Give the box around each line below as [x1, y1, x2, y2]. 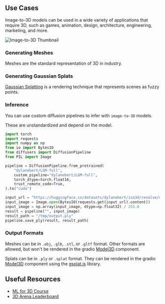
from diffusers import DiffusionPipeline [5, 150, 91, 155]
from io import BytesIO [5, 145, 54, 151]
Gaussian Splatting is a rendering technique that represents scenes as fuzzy [5, 84, 160, 90]
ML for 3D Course [12, 288, 49, 294]
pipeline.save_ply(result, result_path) [5, 218, 89, 223]
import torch [5, 131, 32, 137]
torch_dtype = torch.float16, [14, 177, 71, 182]
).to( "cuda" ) [5, 186, 32, 191]
